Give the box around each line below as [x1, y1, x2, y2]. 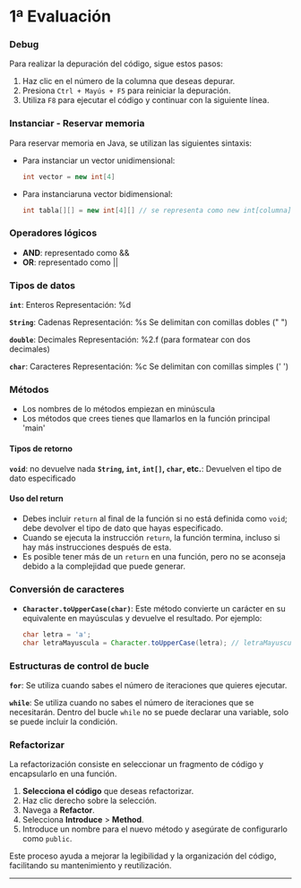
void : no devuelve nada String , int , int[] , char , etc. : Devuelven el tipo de [9, 463, 282, 474]
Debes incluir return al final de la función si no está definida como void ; [21, 513, 288, 524]
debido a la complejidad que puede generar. [21, 560, 186, 571]
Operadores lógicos [9, 226, 98, 239]
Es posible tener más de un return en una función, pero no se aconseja [21, 551, 287, 561]
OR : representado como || [21, 257, 119, 268]
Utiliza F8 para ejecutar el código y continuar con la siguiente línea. [21, 95, 270, 106]
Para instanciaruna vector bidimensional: [21, 188, 173, 199]
